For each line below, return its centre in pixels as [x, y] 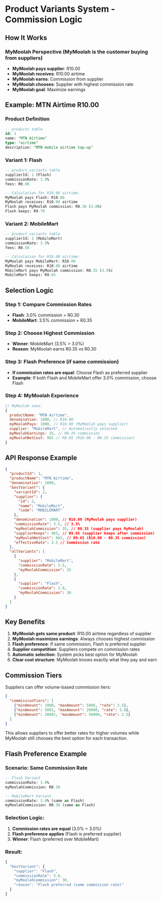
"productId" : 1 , [26, 474]
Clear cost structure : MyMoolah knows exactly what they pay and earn [84, 660]
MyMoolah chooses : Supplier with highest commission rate [73, 84]
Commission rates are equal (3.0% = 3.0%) [57, 829]
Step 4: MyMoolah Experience [42, 396]
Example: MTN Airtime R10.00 [52, 105]
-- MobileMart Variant [28, 796]
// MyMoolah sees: [24, 406]
